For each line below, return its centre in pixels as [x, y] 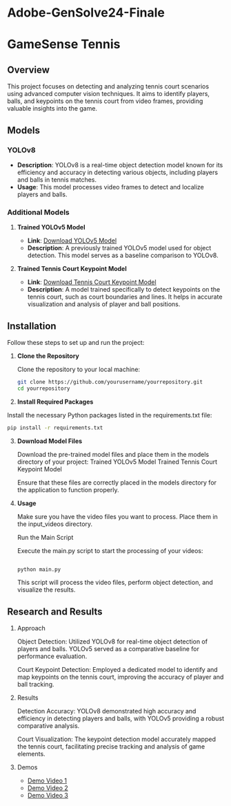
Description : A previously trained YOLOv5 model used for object [119, 248]
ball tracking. [36, 684]
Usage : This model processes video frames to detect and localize [111, 187]
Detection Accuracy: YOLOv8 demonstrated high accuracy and [107, 711]
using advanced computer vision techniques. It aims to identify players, [109, 94]
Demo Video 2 [48, 788]
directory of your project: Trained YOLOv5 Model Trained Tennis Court [117, 462]
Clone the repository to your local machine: [78, 369]
